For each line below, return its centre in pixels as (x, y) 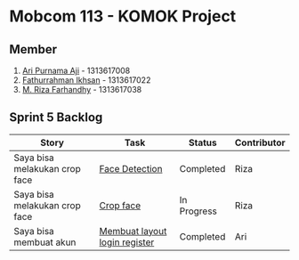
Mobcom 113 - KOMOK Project (123, 16)
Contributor (260, 142)
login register (127, 242)
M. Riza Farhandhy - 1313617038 (82, 89)
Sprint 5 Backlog (56, 118)
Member (33, 49)
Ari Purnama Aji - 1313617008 (76, 70)
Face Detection (131, 168)
